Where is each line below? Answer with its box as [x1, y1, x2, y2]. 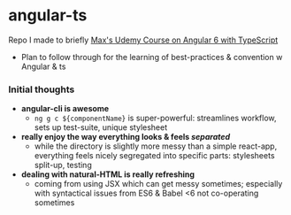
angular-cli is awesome [20, 104, 110, 114]
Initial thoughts [8, 83, 75, 96]
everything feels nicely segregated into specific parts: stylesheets [34, 150, 275, 161]
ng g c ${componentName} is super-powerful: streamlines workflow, [34, 112, 277, 124]
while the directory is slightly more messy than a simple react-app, [34, 141, 278, 151]
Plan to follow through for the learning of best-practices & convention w [20, 51, 283, 62]
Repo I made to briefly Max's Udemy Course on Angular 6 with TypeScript [8, 35, 279, 45]
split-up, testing [34, 160, 92, 171]
